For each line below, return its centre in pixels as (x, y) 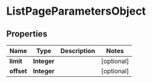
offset (18, 71)
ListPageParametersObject (76, 11)
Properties (27, 34)
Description (78, 51)
